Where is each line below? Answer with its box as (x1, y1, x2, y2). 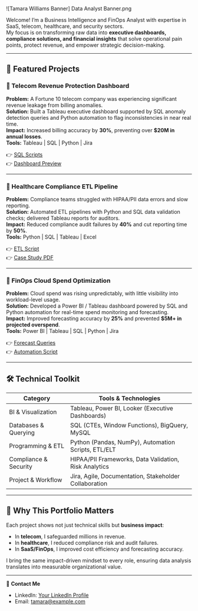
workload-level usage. (6, 296, 61, 303)
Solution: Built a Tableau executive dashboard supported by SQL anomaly (6, 107, 186, 115)
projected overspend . (6, 321, 60, 328)
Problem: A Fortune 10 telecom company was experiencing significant (6, 95, 177, 102)
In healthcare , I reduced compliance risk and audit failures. (14, 539, 159, 546)
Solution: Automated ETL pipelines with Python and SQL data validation (6, 208, 181, 215)
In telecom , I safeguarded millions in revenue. (14, 532, 126, 540)
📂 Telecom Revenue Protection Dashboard (6, 82, 130, 90)
